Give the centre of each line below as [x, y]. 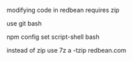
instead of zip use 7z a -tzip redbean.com [66, 50]
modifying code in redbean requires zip [63, 10]
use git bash [24, 23]
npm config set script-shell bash [53, 37]
